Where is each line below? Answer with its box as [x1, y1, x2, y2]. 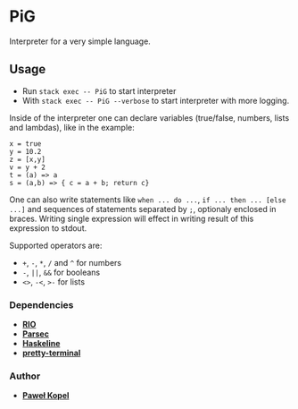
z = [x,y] [9, 155, 46, 164]
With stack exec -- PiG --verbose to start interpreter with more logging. [21, 95, 290, 106]
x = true [9, 139, 42, 149]
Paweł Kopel [21, 390, 70, 401]
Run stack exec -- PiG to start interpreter [21, 85, 177, 96]
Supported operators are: [9, 240, 103, 251]
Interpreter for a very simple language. [9, 36, 152, 47]
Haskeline [21, 338, 61, 349]
